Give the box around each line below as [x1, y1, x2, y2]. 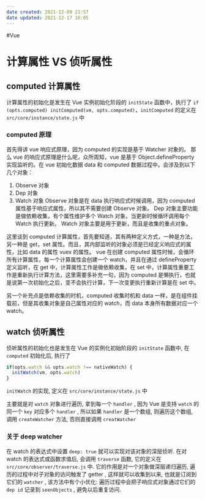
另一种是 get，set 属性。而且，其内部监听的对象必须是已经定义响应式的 [6, 240, 187, 248]
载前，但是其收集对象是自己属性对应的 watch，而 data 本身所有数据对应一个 [6, 299, 198, 307]
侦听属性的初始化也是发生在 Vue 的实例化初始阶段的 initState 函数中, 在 [6, 344, 190, 351]
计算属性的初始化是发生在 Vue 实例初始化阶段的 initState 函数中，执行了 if [6, 99, 199, 106]
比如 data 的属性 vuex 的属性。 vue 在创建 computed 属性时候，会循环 [17, 248, 195, 255]
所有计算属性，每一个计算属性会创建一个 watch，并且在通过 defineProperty [6, 255, 197, 263]
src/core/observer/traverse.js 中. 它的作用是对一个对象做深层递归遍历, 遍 [6, 463, 196, 470]
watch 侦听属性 [6, 327, 65, 337]
